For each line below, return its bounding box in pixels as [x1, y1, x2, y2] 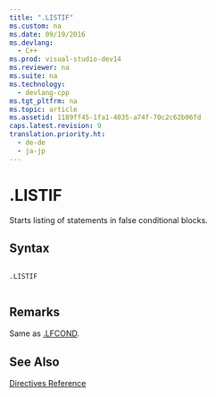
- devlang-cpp [17, 88, 70, 97]
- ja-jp [17, 146, 46, 155]
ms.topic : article [9, 105, 78, 114]
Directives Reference [9, 378, 87, 388]
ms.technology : [9, 80, 66, 89]
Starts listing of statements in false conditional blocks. [9, 214, 208, 225]
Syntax [9, 240, 50, 255]
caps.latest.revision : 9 [9, 122, 102, 131]
